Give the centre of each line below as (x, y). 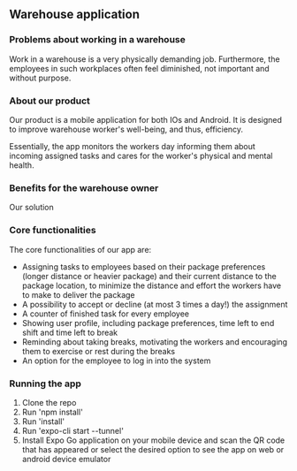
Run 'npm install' (53, 412)
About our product (50, 101)
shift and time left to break (70, 332)
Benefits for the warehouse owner (84, 187)
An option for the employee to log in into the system (116, 361)
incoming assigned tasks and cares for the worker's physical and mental (141, 156)
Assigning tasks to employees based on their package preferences (144, 266)
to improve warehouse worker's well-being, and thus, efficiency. (126, 129)
